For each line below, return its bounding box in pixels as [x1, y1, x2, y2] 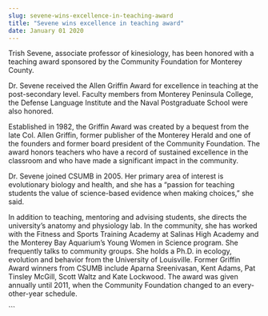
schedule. [45, 289, 78, 298]
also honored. [8, 106, 54, 116]
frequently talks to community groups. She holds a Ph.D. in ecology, [8, 246, 232, 256]
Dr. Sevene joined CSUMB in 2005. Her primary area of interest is [8, 171, 224, 181]
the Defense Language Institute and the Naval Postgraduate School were [8, 98, 248, 108]
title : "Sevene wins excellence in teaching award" [8, 19, 184, 27]
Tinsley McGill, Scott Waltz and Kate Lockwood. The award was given [8, 272, 238, 282]
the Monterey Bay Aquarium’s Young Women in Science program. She [8, 238, 238, 248]
